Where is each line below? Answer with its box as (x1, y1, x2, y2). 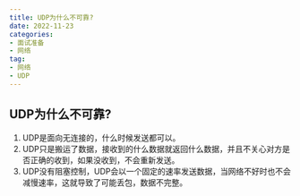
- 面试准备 (9, 38, 45, 47)
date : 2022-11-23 (9, 21, 74, 30)
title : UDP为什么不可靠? (9, 13, 94, 22)
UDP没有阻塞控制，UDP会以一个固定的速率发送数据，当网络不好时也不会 (21, 166, 291, 176)
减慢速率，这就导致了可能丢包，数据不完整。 (21, 176, 188, 188)
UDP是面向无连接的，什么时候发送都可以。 (21, 132, 181, 143)
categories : (9, 30, 54, 38)
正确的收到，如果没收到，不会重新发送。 (30, 154, 180, 166)
